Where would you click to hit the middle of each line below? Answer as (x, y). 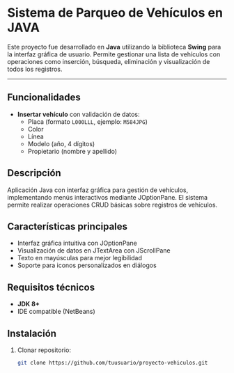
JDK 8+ (29, 304)
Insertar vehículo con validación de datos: (79, 114)
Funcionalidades (44, 98)
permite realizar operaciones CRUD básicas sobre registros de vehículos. (112, 205)
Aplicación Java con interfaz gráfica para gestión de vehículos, (98, 190)
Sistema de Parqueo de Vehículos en (115, 13)
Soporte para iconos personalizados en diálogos (87, 265)
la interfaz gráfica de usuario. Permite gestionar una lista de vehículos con (114, 54)
